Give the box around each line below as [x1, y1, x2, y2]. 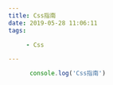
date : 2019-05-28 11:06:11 [8, 19, 98, 27]
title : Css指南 [8, 11, 56, 20]
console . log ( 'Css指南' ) [29, 69, 106, 78]
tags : [8, 26, 26, 34]
